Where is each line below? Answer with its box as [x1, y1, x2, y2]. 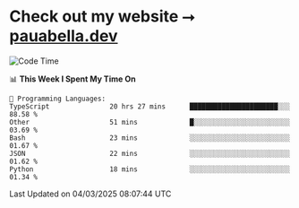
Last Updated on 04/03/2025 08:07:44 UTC [9, 188, 172, 199]
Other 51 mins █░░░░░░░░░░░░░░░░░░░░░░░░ [9, 117, 291, 126]
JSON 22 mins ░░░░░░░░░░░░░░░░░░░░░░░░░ [9, 149, 291, 158]
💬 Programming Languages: [9, 94, 106, 103]
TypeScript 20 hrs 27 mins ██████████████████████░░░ [9, 101, 291, 111]
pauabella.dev [9, 26, 118, 47]
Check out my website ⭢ [9, 6, 195, 27]
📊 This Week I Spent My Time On [9, 74, 136, 84]
